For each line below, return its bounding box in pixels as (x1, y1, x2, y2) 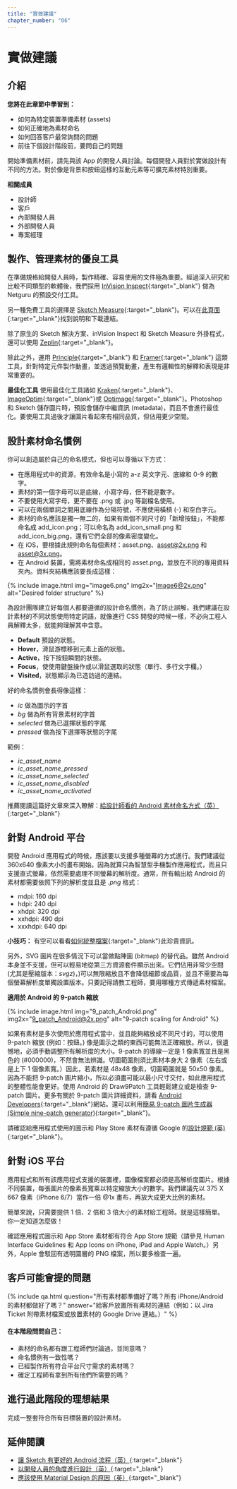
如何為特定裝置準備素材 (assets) (17, 114, 111, 123)
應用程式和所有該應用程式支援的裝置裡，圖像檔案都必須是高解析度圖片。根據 (7, 1175, 230, 1183)
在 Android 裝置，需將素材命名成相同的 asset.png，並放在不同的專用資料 (17, 558, 229, 567)
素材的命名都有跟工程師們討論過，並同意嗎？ (17, 1344, 148, 1352)
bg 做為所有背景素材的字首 (17, 710, 95, 718)
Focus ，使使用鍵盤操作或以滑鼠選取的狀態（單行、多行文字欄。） (17, 663, 206, 671)
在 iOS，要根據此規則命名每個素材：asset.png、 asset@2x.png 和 (17, 541, 207, 549)
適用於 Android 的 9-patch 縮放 (7, 993, 99, 1001)
